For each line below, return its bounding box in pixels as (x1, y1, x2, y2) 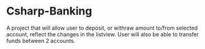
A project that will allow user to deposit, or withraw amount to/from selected (6, 24, 198, 31)
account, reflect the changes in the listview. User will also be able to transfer (6, 30, 199, 38)
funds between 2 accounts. (6, 37, 76, 44)
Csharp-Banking (6, 4, 92, 18)
